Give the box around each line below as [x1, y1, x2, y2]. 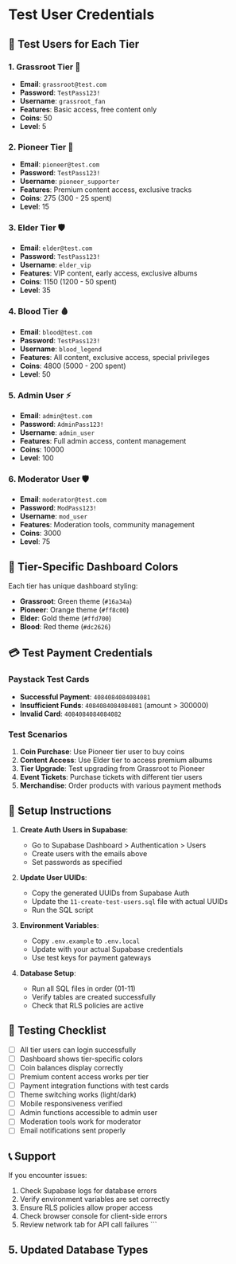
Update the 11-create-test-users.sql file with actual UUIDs [31, 896, 228, 906]
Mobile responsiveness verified [19, 1099, 123, 1109]
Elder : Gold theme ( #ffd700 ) [19, 613, 112, 623]
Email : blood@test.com [19, 327, 93, 336]
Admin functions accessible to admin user [19, 1108, 157, 1117]
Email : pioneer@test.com [19, 159, 100, 169]
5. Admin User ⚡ [8, 389, 72, 401]
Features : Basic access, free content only [19, 104, 157, 114]
